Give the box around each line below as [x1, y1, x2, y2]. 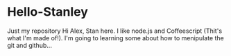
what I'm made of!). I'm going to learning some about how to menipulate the [7, 33, 224, 42]
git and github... [7, 41, 52, 49]
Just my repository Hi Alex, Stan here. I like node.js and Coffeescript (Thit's [7, 27, 223, 35]
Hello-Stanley [7, 4, 89, 20]
